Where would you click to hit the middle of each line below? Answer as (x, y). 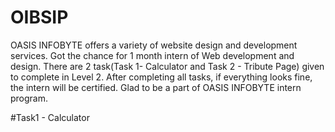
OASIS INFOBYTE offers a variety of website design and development (154, 45)
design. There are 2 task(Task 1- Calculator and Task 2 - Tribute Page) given (167, 66)
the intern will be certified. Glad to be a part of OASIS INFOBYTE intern (156, 87)
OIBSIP (39, 17)
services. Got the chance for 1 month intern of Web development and (152, 55)
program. (29, 98)
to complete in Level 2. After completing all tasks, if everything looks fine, (161, 77)
